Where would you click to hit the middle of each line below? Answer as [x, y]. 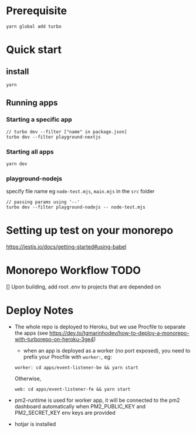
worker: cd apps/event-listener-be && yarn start [77, 368]
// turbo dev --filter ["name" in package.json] [67, 132]
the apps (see [31, 333]
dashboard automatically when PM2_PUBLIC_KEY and [80, 407]
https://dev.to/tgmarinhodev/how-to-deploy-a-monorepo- [119, 333]
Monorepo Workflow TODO [73, 271]
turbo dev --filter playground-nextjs [53, 137]
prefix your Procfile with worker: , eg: [67, 357]
